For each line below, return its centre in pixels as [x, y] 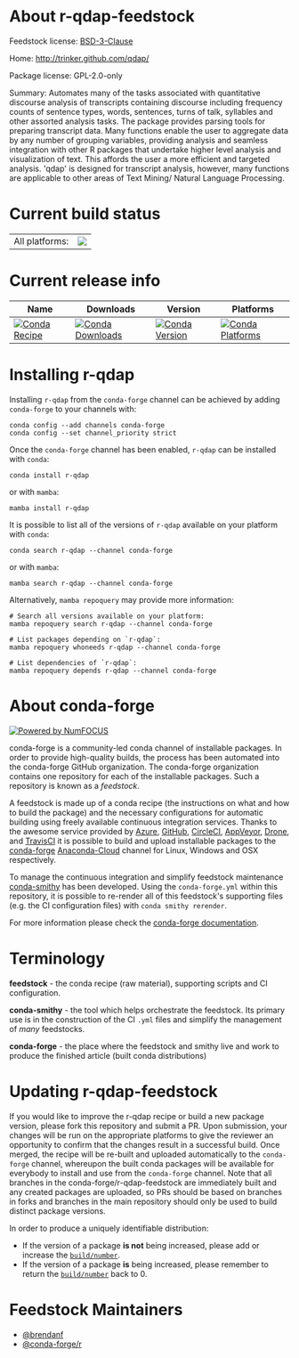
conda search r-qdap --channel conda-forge [91, 550]
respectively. [32, 859]
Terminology [57, 958]
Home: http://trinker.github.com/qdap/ [79, 58]
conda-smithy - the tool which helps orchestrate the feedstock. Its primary [147, 1010]
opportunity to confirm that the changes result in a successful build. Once [145, 1144]
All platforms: [41, 240]
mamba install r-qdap [49, 508]
